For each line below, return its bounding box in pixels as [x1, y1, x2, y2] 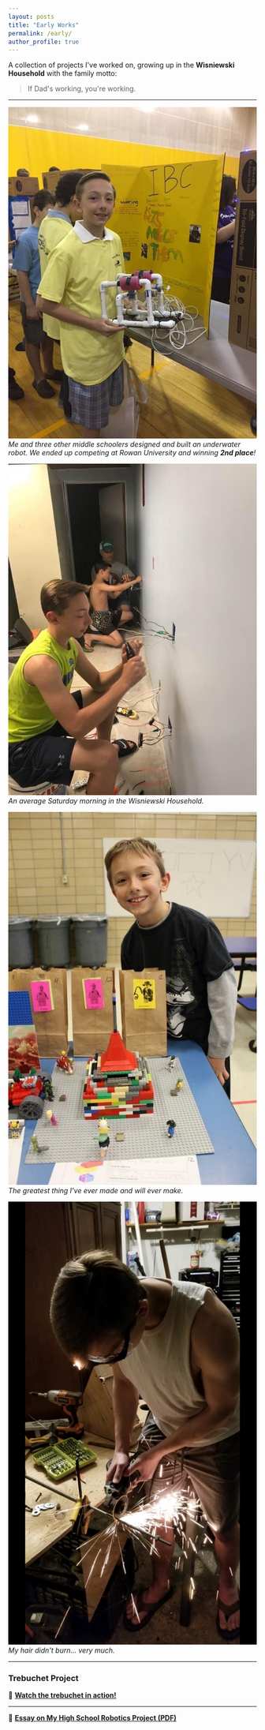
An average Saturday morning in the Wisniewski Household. [8, 796, 204, 806]
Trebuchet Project [8, 1672, 79, 1683]
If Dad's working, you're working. [27, 84, 136, 94]
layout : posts [8, 13, 55, 21]
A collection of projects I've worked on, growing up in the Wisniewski [8, 60, 235, 70]
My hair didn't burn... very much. [8, 1646, 116, 1655]
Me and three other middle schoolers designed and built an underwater [8, 440, 241, 449]
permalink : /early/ [8, 29, 73, 37]
